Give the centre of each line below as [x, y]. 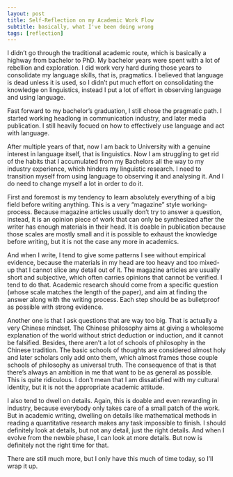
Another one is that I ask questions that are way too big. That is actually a [112, 321]
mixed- [210, 263]
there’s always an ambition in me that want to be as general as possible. [110, 372]
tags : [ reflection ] [35, 33]
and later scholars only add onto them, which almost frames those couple [112, 358]
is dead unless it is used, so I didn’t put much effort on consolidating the [111, 83]
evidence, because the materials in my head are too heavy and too [103, 263]
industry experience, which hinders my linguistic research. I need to [104, 169]
